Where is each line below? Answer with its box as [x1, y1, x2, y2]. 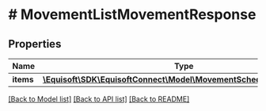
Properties [8, 37, 62, 51]
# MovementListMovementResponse [8, 6, 256, 24]
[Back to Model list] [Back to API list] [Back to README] [8, 94, 190, 104]
